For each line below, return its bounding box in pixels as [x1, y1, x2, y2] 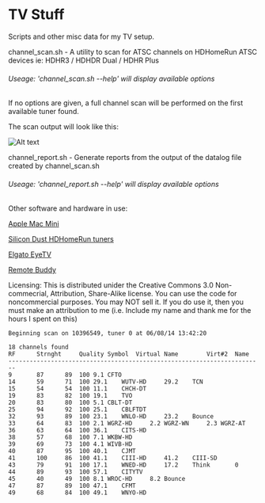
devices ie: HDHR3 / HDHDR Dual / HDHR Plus [8, 55, 160, 65]
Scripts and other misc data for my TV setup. [8, 32, 155, 41]
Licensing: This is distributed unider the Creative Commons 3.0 [8, 280, 214, 290]
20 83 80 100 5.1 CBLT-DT [8, 398, 133, 407]
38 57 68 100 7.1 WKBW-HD [8, 433, 133, 441]
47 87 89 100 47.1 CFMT [8, 482, 136, 490]
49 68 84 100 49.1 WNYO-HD [8, 489, 147, 497]
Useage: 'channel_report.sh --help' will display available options [8, 179, 219, 189]
